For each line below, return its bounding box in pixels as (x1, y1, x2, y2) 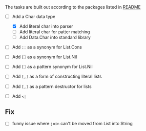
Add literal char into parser (19, 23, 73, 29)
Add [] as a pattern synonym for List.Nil (12, 64, 93, 70)
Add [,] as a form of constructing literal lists (12, 73, 102, 80)
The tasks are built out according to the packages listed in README (5, 4, 141, 10)
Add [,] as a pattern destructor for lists (12, 83, 92, 89)
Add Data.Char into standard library (19, 34, 91, 41)
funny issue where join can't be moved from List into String (12, 121, 133, 127)
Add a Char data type (12, 14, 56, 19)
